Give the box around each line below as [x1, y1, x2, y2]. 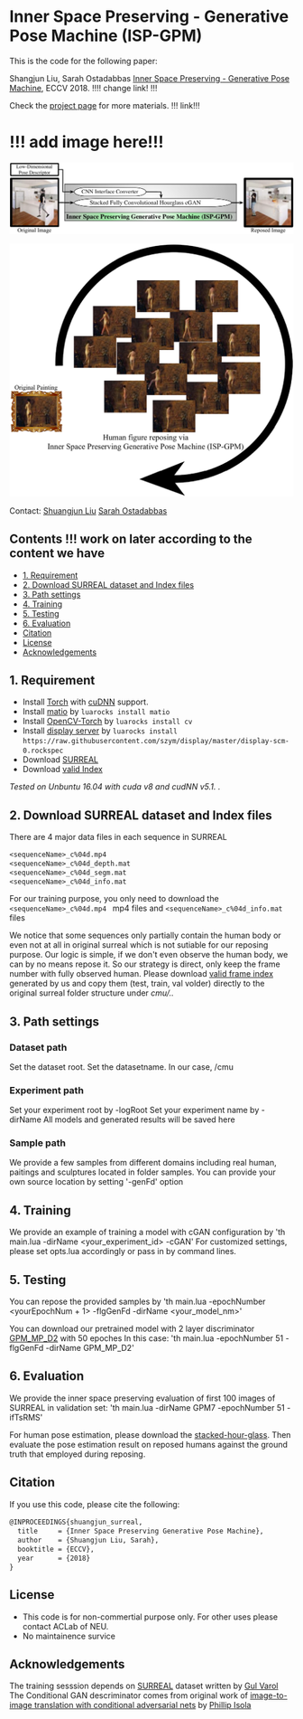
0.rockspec [22, 746, 64, 756]
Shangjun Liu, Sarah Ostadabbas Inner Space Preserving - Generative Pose [9, 72, 290, 83]
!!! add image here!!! [9, 132, 164, 153]
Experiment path [9, 1083, 84, 1096]
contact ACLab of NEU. [22, 1620, 109, 1631]
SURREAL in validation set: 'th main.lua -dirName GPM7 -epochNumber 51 [9, 1402, 286, 1412]
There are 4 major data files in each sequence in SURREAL [9, 832, 227, 843]
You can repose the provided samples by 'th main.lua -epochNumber [9, 1296, 266, 1308]
